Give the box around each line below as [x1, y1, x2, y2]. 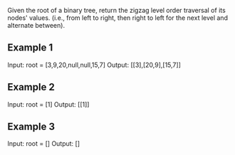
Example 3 [7, 121, 56, 133]
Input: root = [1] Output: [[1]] [7, 100, 90, 109]
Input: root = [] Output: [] [7, 139, 80, 148]
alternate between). [7, 21, 66, 29]
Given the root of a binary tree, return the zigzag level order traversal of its [7, 6, 226, 14]
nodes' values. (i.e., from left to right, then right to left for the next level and [7, 14, 228, 22]
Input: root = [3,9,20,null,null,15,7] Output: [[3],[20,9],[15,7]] [7, 60, 182, 69]
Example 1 [7, 42, 53, 54]
